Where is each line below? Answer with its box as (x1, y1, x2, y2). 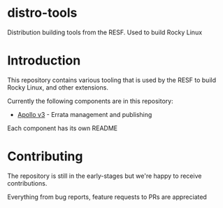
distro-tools (7, 5, 78, 21)
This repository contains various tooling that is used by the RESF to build (7, 76, 217, 84)
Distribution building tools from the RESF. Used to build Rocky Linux (7, 28, 203, 36)
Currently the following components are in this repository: (7, 97, 173, 105)
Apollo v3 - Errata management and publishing (17, 110, 152, 118)
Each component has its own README (7, 124, 118, 132)
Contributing (7, 148, 83, 165)
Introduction (7, 53, 81, 69)
